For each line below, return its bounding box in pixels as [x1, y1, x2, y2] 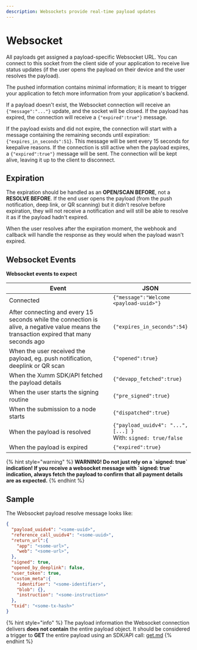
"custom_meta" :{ [11, 575, 51, 582]
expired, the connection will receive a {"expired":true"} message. [6, 113, 168, 120]
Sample [6, 494, 35, 504]
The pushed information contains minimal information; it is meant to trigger [6, 83, 187, 91]
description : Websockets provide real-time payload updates [6, 8, 157, 15]
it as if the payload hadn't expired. [6, 214, 89, 221]
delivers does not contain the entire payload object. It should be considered [6, 625, 191, 632]
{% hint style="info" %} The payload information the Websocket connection [6, 619, 189, 626]
